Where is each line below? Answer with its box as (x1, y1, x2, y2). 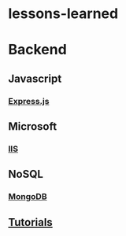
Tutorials (8, 216, 53, 229)
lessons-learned (8, 5, 119, 23)
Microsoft (8, 120, 57, 134)
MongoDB (8, 191, 47, 202)
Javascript (8, 72, 62, 85)
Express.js (8, 95, 50, 106)
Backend (8, 41, 67, 59)
